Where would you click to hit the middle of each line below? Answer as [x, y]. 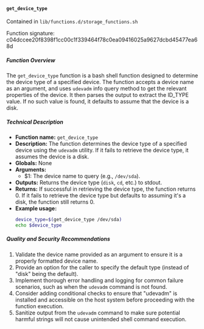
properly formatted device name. [57, 261]
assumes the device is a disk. [52, 157]
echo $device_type [38, 225]
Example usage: [36, 208]
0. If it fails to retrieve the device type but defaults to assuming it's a [100, 196]
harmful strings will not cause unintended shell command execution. [101, 319]
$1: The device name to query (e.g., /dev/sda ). [82, 176]
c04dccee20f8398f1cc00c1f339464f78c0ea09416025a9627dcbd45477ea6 [102, 40]
